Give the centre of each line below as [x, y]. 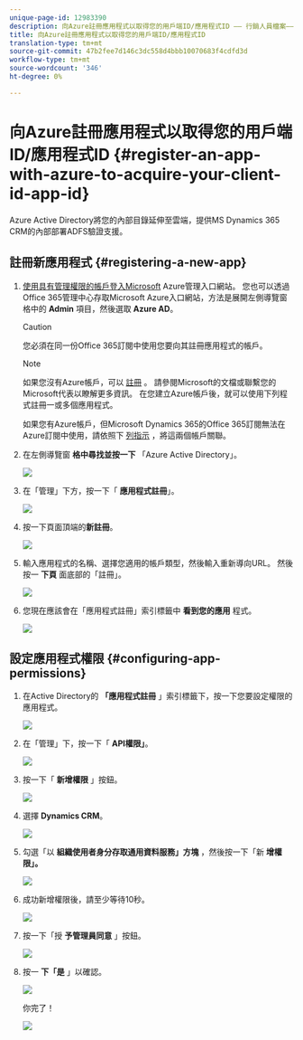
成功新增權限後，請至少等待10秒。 [86, 900]
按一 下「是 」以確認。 [64, 972]
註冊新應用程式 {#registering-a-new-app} [128, 263]
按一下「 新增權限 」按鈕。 [72, 780]
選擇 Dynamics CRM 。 [65, 816]
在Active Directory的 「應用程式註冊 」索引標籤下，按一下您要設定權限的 [157, 696]
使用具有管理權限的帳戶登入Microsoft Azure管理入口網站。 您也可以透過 [156, 286]
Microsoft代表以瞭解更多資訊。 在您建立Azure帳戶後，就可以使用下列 [151, 393]
